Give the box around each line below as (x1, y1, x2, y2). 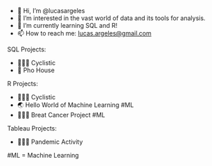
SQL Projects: (7, 45, 46, 53)
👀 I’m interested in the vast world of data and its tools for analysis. (17, 14, 206, 22)
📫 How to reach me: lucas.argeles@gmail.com (17, 29, 152, 38)
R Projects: (7, 80, 38, 88)
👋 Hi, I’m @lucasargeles (17, 7, 85, 15)
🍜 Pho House (17, 66, 55, 74)
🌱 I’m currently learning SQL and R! (17, 22, 118, 29)
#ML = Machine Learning (7, 151, 80, 159)
